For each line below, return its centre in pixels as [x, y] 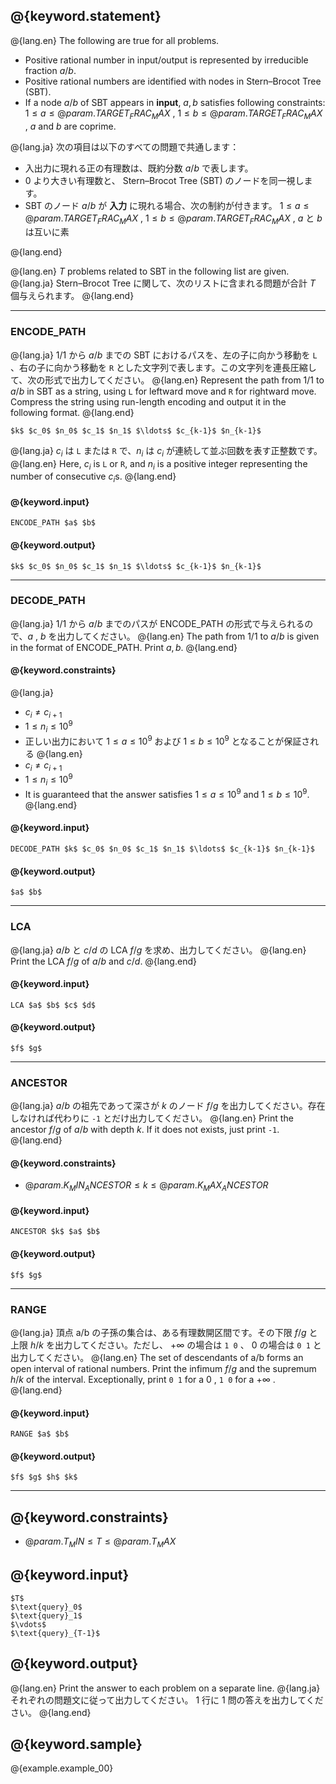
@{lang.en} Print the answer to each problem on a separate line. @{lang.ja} [165, 1688]
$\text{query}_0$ [46, 1607]
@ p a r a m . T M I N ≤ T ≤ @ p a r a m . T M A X [100, 1542]
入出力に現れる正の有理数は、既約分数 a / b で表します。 [139, 168]
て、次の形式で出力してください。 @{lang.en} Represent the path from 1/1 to [167, 380]
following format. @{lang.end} [72, 412]
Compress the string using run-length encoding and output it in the [148, 401]
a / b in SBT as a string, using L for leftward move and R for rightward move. [163, 391]
